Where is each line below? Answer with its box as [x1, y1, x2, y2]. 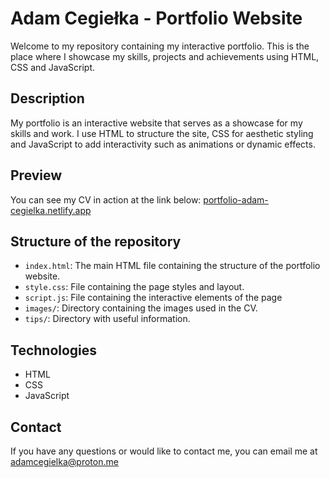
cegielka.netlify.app [10, 204, 92, 216]
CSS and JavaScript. [10, 61, 96, 73]
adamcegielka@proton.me [10, 456, 119, 467]
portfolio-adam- [203, 193, 269, 206]
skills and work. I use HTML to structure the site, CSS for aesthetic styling [10, 127, 314, 139]
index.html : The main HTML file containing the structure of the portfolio [24, 260, 321, 272]
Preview [10, 167, 63, 184]
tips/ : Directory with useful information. [24, 313, 191, 325]
